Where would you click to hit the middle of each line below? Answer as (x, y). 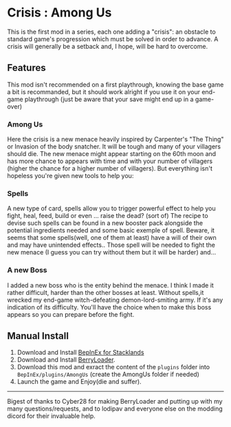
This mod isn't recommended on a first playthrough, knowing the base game (115, 85)
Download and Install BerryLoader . (66, 360)
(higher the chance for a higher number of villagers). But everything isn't (110, 168)
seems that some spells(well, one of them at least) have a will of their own (112, 238)
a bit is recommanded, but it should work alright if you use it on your (104, 91)
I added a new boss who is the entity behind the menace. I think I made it (111, 285)
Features (26, 68)
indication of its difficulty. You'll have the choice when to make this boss (109, 307)
